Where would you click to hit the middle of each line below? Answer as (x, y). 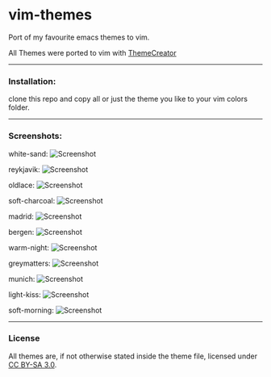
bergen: (21, 232)
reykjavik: (24, 169)
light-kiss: (25, 294)
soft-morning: (31, 310)
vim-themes (50, 15)
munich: (22, 279)
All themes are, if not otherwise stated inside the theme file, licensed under (133, 356)
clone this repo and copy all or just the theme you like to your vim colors (128, 99)
